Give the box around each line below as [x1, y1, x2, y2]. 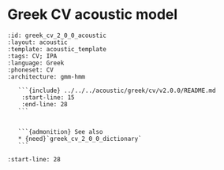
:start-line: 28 [7, 155, 61, 163]
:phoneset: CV [7, 65, 54, 74]
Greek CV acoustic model [7, 6, 178, 24]
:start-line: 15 [21, 93, 76, 102]
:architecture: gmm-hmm [7, 72, 86, 80]
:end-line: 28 [21, 100, 68, 108]
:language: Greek [7, 59, 65, 67]
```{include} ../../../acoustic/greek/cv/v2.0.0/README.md [17, 87, 216, 94]
